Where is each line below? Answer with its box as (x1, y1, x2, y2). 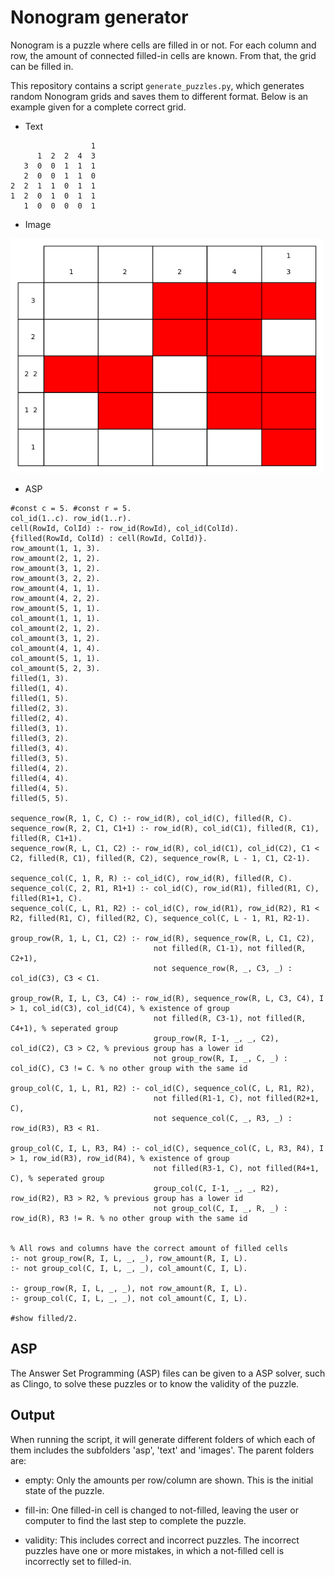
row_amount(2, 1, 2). (10, 553, 101, 563)
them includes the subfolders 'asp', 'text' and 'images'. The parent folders (10, 1444, 315, 1456)
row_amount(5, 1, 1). (10, 603, 101, 613)
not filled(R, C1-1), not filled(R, (153, 943, 307, 953)
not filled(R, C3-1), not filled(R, (153, 1013, 307, 1023)
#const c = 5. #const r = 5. (10, 503, 132, 513)
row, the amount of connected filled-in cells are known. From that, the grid (10, 49, 317, 61)
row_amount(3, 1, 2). (10, 563, 101, 573)
